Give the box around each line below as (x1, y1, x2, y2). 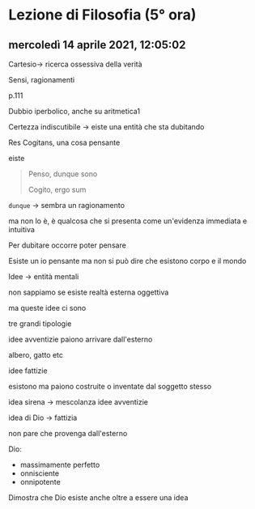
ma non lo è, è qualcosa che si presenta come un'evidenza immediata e (8, 216, 248, 226)
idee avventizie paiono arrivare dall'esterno (8, 334, 153, 344)
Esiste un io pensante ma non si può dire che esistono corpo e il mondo (8, 257, 247, 265)
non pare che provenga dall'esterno (8, 429, 128, 438)
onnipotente (19, 477, 61, 486)
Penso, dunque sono (28, 169, 98, 179)
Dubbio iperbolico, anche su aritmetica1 (8, 107, 140, 116)
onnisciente (19, 469, 59, 478)
